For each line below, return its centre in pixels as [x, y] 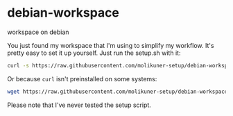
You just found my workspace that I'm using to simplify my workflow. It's [111, 45]
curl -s [18, 65]
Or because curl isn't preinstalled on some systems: [82, 78]
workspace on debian [38, 32]
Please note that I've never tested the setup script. [79, 105]
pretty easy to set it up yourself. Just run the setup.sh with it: [94, 53]
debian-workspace [63, 13]
